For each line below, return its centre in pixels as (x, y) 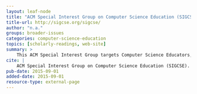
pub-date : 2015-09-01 (33, 71)
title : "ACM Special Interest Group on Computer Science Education (90, 17)
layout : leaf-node (28, 11)
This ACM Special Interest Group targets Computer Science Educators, (105, 55)
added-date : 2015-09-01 (35, 76)
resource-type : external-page (43, 82)
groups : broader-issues (35, 33)
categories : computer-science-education (56, 39)
